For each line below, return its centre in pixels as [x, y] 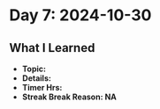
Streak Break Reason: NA [69, 97]
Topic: [34, 69]
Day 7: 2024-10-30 [80, 15]
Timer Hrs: [42, 87]
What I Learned [52, 48]
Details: [36, 78]
